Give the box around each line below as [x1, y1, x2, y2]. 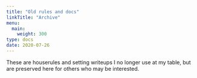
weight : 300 [17, 31, 47, 37]
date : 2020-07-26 [6, 43, 50, 49]
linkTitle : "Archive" [6, 14, 61, 20]
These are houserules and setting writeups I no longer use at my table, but [6, 58, 191, 66]
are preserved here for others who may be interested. [6, 65, 140, 72]
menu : [6, 20, 20, 26]
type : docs [6, 37, 34, 43]
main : [11, 25, 26, 32]
